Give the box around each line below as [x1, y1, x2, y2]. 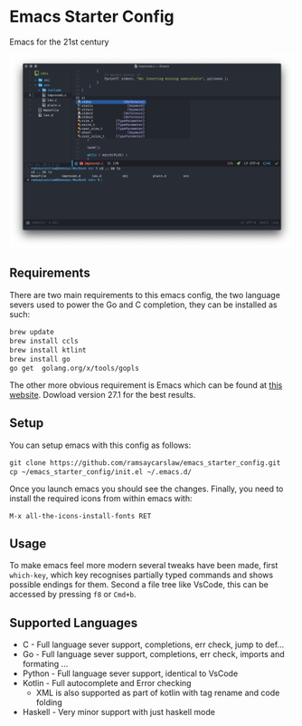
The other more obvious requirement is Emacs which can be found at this [9, 379, 283, 391]
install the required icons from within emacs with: [9, 492, 193, 504]
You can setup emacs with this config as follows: [9, 440, 192, 450]
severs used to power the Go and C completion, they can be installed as [9, 299, 278, 310]
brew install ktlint [9, 345, 88, 354]
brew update [9, 327, 54, 336]
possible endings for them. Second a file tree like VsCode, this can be [9, 579, 269, 590]
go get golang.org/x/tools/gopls [9, 363, 140, 373]
